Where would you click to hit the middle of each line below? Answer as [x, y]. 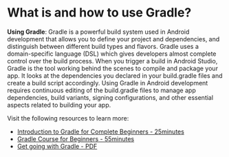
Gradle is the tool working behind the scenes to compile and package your [113, 68]
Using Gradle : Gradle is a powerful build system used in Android [98, 32]
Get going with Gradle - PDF [57, 146]
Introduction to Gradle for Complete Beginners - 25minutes [100, 132]
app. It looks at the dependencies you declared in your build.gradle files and [115, 75]
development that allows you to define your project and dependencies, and [113, 39]
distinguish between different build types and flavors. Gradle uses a [103, 46]
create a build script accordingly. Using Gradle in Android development [108, 83]
